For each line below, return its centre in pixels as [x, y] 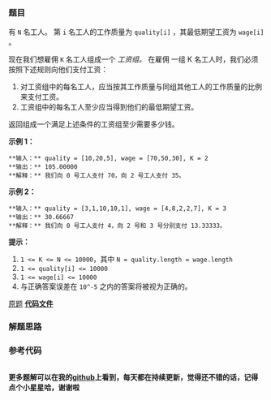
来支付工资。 [41, 97]
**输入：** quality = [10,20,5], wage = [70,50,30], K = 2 [108, 159]
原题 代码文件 [31, 304]
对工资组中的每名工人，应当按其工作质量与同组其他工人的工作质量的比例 [141, 87]
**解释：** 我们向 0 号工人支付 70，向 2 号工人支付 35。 [97, 176]
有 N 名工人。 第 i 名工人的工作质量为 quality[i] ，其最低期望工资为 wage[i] [136, 32]
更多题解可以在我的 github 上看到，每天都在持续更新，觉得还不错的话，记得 [133, 377]
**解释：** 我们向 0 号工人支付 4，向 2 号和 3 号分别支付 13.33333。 [117, 226]
